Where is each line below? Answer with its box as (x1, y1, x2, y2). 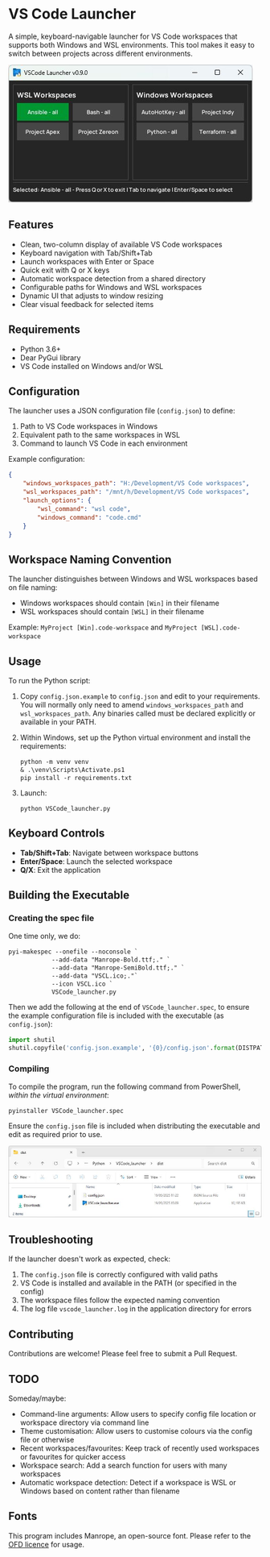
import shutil (8, 1036, 56, 1044)
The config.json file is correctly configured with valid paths (19, 1270, 219, 1280)
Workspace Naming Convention (8, 553, 172, 567)
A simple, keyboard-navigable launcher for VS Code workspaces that (8, 31, 238, 41)
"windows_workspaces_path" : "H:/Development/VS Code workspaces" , (22, 480, 250, 488)
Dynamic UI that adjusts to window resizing (19, 291, 164, 301)
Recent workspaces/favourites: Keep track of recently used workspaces (19, 1443, 260, 1453)
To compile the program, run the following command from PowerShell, (8, 1082, 241, 1091)
